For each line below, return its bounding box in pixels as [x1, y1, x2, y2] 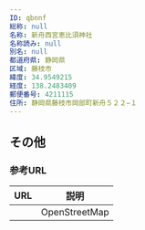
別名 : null [9, 47, 48, 57]
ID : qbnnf [9, 13, 47, 23]
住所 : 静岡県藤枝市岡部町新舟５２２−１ [9, 98, 138, 108]
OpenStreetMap [40, 206, 109, 219]
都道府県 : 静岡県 [9, 56, 66, 65]
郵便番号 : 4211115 [9, 89, 75, 99]
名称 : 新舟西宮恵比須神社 [9, 30, 93, 39]
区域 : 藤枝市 [9, 65, 52, 74]
